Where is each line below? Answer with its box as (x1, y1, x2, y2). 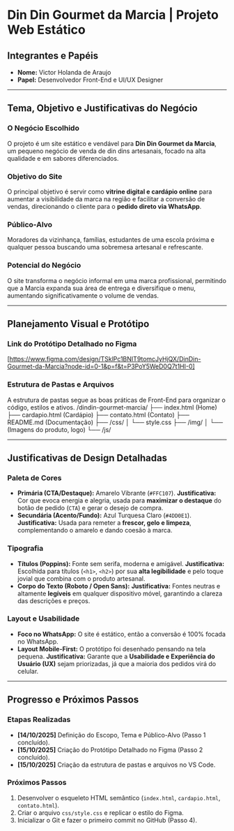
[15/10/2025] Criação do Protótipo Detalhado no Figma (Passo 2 (17, 745, 203, 754)
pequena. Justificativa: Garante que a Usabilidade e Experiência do (17, 652, 216, 660)
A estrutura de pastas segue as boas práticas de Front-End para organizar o (7, 396, 226, 404)
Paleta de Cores (7, 472, 62, 482)
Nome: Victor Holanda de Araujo (17, 68, 111, 76)
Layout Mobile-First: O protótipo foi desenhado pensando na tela (17, 644, 206, 653)
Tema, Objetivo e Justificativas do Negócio (7, 102, 198, 115)
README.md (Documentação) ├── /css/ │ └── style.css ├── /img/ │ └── (7, 418, 224, 426)
